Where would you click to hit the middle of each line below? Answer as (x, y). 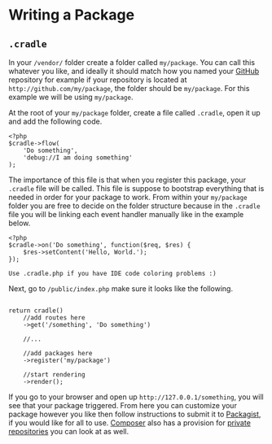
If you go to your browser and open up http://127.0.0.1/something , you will (136, 397)
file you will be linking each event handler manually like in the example (126, 214)
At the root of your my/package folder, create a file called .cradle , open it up (134, 113)
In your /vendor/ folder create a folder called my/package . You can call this (132, 62)
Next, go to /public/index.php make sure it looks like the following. (121, 289)
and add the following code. (55, 121)
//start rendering (54, 375)
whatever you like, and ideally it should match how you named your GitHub (134, 71)
